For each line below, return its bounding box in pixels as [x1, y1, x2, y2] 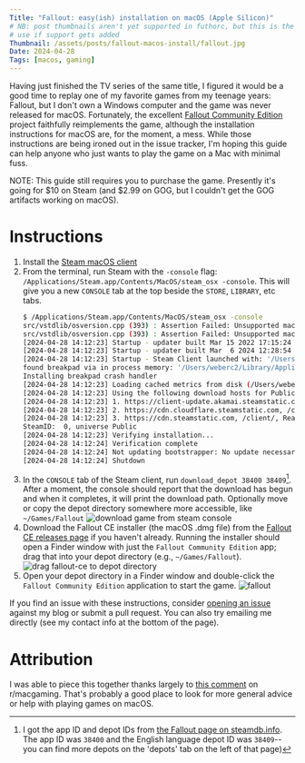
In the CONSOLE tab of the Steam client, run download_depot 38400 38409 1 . [22, 472, 292, 485]
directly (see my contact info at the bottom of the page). [9, 617, 220, 628]
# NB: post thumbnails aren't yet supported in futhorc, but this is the [9, 22, 295, 31]
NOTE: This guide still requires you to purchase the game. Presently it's [9, 175, 276, 186]
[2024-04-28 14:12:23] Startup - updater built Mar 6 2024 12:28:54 [22, 346, 292, 355]
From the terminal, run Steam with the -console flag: [22, 265, 218, 277]
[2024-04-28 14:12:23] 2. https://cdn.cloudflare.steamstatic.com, [22, 405, 283, 414]
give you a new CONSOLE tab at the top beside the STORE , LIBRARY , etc [22, 285, 276, 296]
